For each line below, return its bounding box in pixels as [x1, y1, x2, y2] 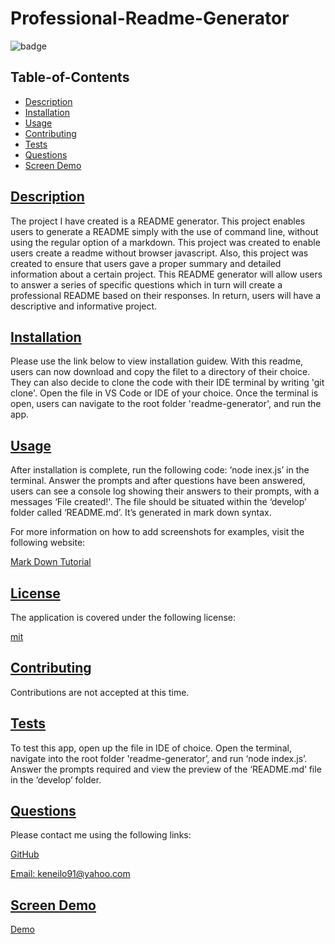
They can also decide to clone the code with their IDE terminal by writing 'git [10, 377, 325, 389]
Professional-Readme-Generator [10, 7, 290, 30]
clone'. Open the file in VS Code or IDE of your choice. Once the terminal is [10, 387, 319, 399]
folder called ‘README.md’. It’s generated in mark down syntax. [10, 507, 272, 519]
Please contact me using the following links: [10, 829, 192, 841]
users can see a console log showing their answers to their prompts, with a [10, 485, 320, 497]
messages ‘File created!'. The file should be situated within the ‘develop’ [10, 496, 307, 508]
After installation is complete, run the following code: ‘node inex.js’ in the [10, 464, 310, 476]
